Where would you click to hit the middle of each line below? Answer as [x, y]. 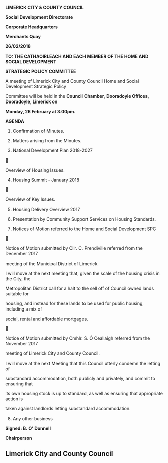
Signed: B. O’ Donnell [28, 428]
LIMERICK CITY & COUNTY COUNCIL [45, 7]
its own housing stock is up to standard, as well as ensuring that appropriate [84, 394]
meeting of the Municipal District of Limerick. [52, 264]
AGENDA [15, 121]
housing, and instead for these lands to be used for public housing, [75, 303]
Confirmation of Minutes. [38, 131]
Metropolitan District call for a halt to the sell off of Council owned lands [80, 288]
